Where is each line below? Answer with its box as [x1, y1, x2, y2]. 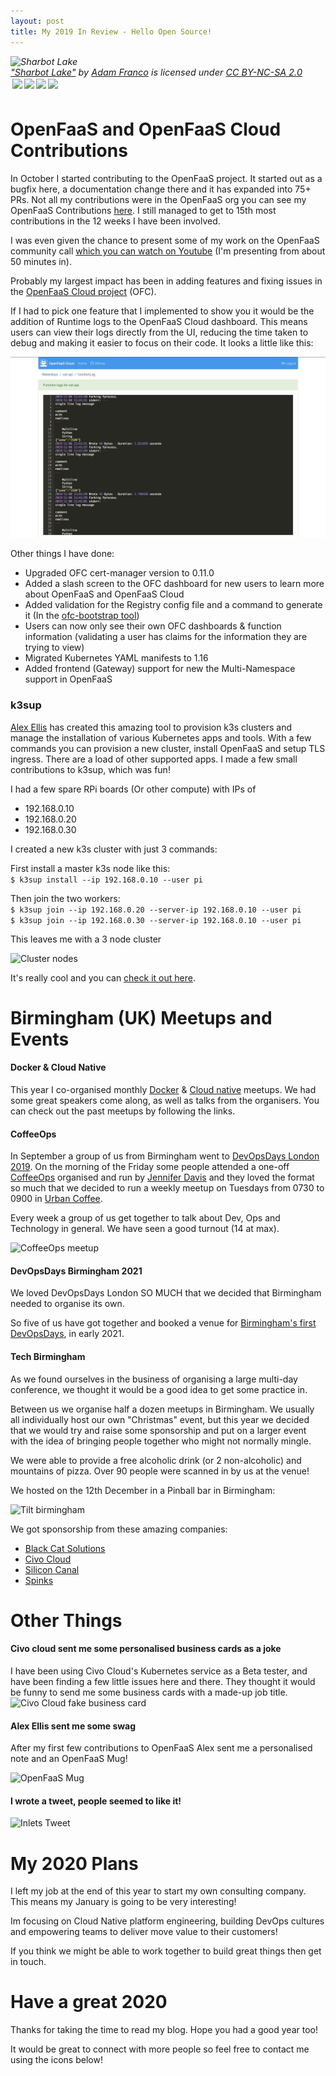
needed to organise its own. [10, 1298, 125, 1310]
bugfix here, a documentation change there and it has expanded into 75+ [10, 183, 312, 195]
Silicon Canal [24, 1563, 80, 1575]
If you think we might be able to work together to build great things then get [10, 1945, 322, 1957]
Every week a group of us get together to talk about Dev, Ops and [10, 1212, 281, 1224]
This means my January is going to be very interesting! [10, 1896, 237, 1908]
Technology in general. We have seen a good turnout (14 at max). [10, 1223, 280, 1235]
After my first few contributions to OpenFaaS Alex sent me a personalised [10, 1742, 313, 1754]
